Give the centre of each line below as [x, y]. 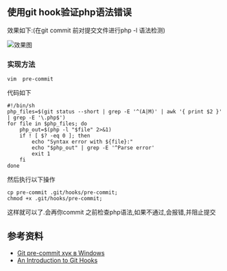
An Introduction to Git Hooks [57, 260]
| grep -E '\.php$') [37, 118]
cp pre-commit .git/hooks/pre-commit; [62, 193]
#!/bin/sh [21, 106]
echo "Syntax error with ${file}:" [83, 142]
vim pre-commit [30, 79]
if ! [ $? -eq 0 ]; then [55, 136]
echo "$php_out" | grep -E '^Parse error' [93, 148]
